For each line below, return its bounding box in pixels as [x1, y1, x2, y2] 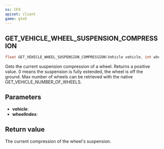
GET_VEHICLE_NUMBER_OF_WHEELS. [5, 79, 82, 85]
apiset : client [5, 12, 36, 17]
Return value [5, 125, 45, 134]
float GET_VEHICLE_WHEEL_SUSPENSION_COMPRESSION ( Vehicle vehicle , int [5, 55, 152, 60]
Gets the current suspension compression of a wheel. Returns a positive [5, 64, 150, 70]
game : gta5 [5, 16, 27, 21]
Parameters [5, 93, 41, 101]
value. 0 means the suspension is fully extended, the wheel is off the [5, 69, 143, 74]
